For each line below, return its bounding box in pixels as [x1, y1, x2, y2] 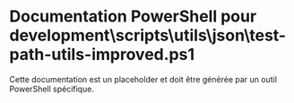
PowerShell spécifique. [9, 83, 94, 94]
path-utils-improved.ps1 [9, 45, 195, 64]
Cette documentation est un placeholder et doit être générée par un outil [9, 73, 278, 84]
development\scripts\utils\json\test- [9, 25, 287, 46]
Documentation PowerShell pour [9, 6, 257, 27]
